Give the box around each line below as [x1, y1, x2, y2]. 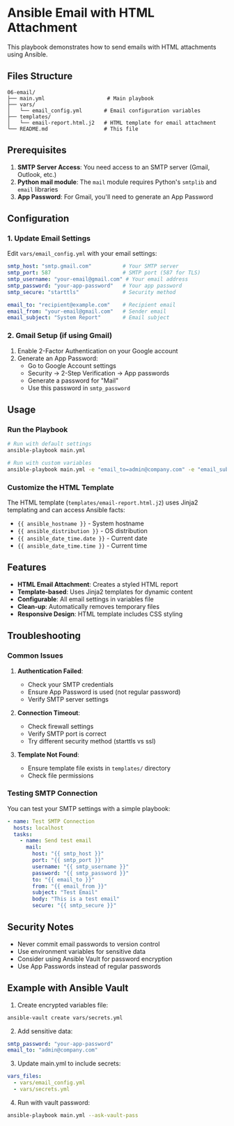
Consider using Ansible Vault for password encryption [17, 955, 173, 963]
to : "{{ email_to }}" [32, 876, 95, 883]
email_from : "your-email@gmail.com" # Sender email [7, 308, 167, 315]
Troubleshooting [7, 630, 81, 642]
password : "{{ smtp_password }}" [32, 870, 130, 877]
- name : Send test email [19, 838, 92, 844]
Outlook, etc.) [17, 170, 57, 178]
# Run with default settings [7, 440, 92, 447]
